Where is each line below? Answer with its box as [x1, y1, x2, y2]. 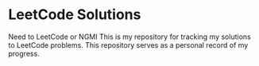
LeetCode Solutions [8, 6, 141, 24]
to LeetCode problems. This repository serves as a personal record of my [8, 40, 249, 49]
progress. [8, 49, 40, 58]
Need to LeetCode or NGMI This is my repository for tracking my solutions [8, 32, 252, 41]
